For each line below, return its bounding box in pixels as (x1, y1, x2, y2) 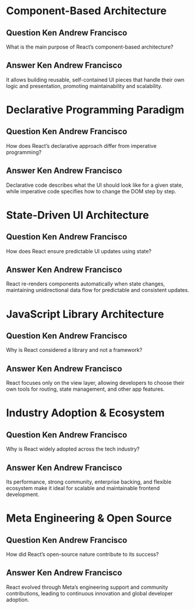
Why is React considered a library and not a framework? (6, 346, 143, 354)
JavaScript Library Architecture (6, 307, 164, 320)
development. (6, 491, 39, 498)
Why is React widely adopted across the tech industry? (6, 445, 140, 453)
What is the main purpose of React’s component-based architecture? (6, 43, 174, 50)
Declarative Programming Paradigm (6, 103, 184, 116)
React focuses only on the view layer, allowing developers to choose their (6, 380, 184, 387)
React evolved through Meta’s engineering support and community (6, 584, 168, 591)
